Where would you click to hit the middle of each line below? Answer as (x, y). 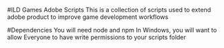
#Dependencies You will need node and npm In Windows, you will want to (112, 30)
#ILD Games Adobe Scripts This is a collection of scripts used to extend (109, 10)
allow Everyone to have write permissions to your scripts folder (96, 37)
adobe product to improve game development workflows (88, 17)
